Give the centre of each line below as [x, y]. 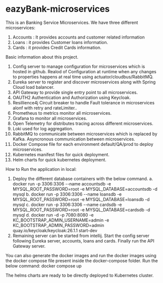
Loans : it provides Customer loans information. [60, 42]
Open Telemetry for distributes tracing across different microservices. [83, 123]
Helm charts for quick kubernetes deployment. [60, 160]
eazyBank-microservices [58, 9]
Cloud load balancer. [33, 87]
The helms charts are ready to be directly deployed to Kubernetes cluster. [80, 275]
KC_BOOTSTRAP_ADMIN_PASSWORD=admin [58, 225]
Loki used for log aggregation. [43, 128]
